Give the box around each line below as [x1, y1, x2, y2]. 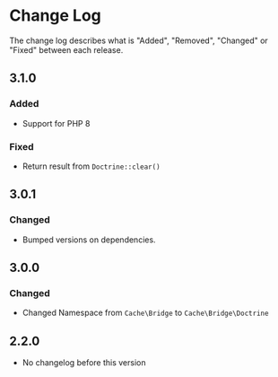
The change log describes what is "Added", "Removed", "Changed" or [9, 35, 269, 46]
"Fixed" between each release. [9, 44, 124, 55]
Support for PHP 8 [22, 118, 91, 128]
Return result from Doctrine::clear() [22, 161, 161, 171]
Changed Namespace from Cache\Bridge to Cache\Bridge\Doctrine [22, 307, 269, 319]
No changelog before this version [22, 357, 146, 368]
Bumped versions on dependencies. [22, 234, 156, 245]
